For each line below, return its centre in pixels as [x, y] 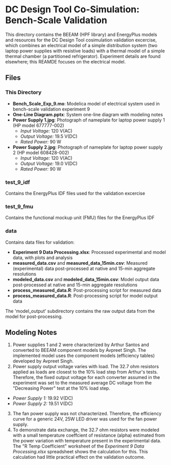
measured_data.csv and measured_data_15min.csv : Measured [80, 263]
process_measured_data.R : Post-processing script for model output [85, 295]
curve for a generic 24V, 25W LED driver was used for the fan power [85, 419]
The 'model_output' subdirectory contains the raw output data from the [80, 311]
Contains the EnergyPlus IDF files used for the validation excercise [75, 193]
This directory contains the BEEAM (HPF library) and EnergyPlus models [81, 34]
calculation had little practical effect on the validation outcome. [79, 457]
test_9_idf [18, 182]
